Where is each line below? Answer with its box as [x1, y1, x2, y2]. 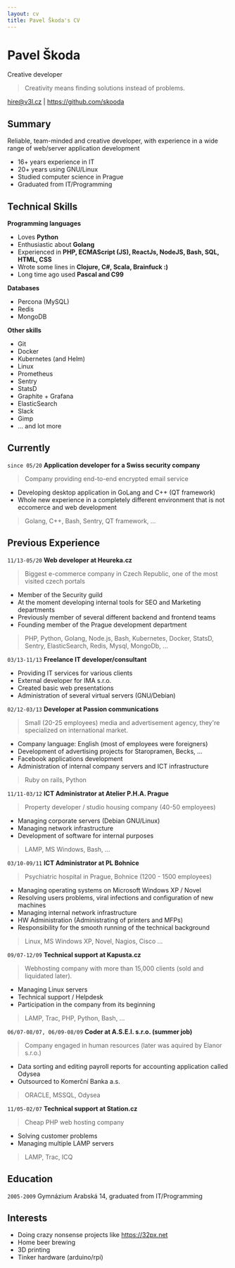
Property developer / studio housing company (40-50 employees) [24, 802, 216, 811]
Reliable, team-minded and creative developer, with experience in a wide [7, 136, 218, 145]
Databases [7, 284, 40, 293]
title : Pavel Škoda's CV [7, 17, 80, 24]
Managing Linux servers [17, 985, 88, 994]
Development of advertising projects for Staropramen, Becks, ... [17, 747, 203, 755]
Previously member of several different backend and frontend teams [17, 613, 216, 621]
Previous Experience [7, 537, 101, 549]
